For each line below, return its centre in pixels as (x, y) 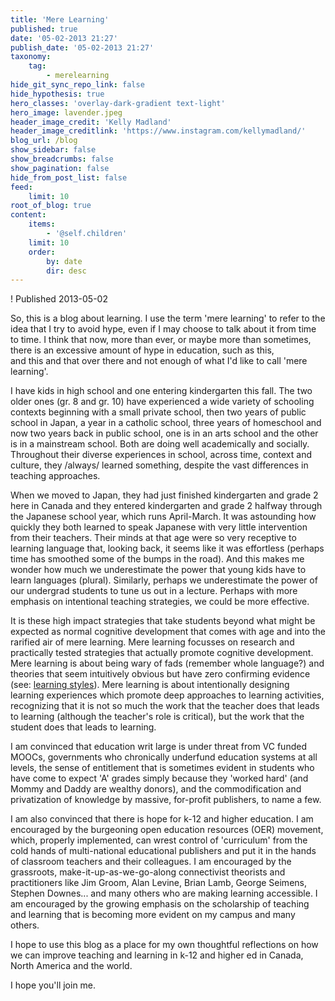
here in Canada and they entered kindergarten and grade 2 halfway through (166, 506)
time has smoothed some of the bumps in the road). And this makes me (157, 559)
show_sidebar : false (53, 150)
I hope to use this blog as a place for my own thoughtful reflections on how (164, 945)
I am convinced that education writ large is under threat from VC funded (158, 747)
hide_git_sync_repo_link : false (77, 85)
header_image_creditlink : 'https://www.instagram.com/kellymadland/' (158, 131)
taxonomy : (31, 57)
